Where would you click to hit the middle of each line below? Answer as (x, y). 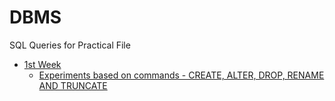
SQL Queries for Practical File (70, 45)
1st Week (42, 64)
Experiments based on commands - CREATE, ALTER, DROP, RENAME (181, 75)
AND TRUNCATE (73, 85)
